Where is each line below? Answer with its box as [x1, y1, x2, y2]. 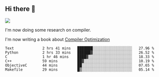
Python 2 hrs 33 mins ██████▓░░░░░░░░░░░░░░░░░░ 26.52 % [5, 50, 154, 55]
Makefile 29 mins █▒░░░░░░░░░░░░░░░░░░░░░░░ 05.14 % [5, 67, 154, 72]
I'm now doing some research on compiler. [5, 27, 91, 33]
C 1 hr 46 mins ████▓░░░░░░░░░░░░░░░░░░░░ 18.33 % [5, 54, 154, 59]
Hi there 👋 [5, 5, 36, 13]
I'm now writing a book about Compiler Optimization [5, 36, 110, 42]
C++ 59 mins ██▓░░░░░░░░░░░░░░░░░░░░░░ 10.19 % [5, 58, 154, 63]
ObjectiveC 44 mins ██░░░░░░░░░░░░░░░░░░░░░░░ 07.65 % [5, 63, 154, 68]
